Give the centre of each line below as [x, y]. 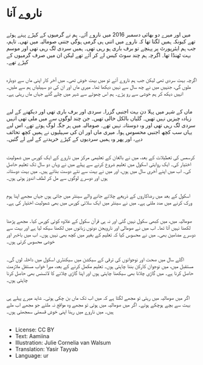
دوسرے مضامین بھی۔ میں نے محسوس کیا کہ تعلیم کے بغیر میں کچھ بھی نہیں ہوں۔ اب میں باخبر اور [101, 234]
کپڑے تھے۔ [18, 62]
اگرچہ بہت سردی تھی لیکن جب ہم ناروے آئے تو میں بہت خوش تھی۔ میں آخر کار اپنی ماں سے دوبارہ [102, 80]
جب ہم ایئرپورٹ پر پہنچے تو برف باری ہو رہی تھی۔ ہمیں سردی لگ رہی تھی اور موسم [101, 48]
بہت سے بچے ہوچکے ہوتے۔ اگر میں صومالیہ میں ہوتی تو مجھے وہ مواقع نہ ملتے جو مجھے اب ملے [98, 305]
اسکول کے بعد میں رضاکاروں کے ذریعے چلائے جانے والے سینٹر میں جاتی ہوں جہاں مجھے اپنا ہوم [98, 196]
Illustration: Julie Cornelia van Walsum [63, 342]
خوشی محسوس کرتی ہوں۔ [30, 241]
